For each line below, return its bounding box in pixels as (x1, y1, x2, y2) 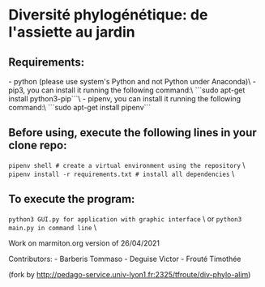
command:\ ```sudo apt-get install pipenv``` (8, 103, 152, 112)
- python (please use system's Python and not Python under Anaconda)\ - (8, 77, 257, 86)
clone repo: (8, 139, 67, 152)
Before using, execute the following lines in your (8, 126, 257, 139)
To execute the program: (8, 192, 135, 206)
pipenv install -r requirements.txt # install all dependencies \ (8, 169, 235, 178)
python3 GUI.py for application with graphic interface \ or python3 (8, 213, 242, 224)
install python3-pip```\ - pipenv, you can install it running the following (8, 94, 241, 103)
